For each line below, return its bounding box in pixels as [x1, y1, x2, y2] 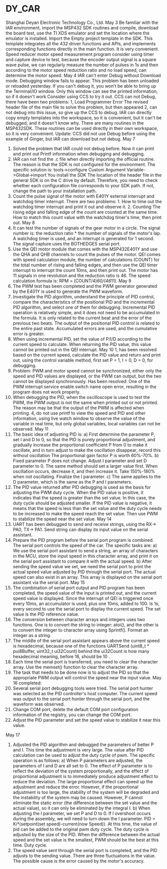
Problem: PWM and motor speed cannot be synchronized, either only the [12, 368, 162, 373]
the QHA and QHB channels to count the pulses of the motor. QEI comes [12, 251, 161, 257]
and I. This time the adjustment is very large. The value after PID [12, 746, 144, 752]
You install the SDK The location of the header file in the [47, 172, 162, 178]
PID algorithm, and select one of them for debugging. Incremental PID [12, 304, 156, 310]
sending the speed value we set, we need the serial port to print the [12, 563, 151, 569]
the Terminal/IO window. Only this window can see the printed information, [5, 88, 158, 94]
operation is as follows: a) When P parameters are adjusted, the [12, 757, 143, 763]
